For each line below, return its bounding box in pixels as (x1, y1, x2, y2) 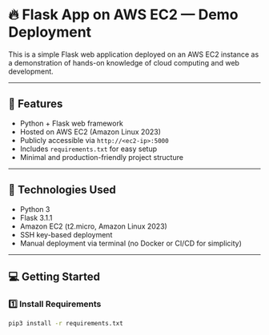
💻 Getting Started (8, 269, 100, 283)
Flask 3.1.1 (19, 213, 53, 222)
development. (8, 66, 54, 76)
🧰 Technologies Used (8, 183, 116, 197)
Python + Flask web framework (19, 118, 124, 128)
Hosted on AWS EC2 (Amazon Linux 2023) (19, 126, 162, 137)
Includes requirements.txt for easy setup (19, 144, 158, 154)
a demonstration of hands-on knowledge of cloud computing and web (8, 58, 240, 67)
